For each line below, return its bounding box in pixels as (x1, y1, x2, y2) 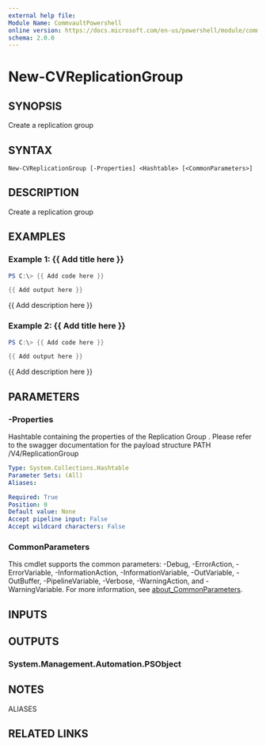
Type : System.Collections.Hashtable (8, 464, 129, 472)
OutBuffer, (8, 576, 42, 586)
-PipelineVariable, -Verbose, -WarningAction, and (43, 576, 204, 586)
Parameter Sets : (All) (8, 471, 83, 479)
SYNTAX (8, 144, 53, 157)
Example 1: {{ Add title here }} (8, 254, 124, 265)
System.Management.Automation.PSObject (8, 659, 182, 670)
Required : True (8, 493, 59, 501)
